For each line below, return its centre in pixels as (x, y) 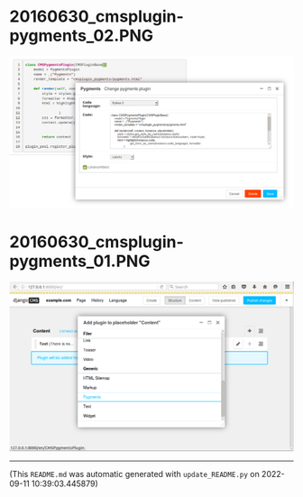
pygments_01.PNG (80, 261)
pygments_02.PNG (82, 36)
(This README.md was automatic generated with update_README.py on (134, 474)
